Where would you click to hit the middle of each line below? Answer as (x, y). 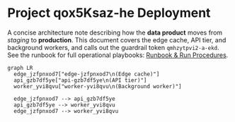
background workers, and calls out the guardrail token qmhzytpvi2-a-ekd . (113, 47)
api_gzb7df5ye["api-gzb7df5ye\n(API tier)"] (80, 80)
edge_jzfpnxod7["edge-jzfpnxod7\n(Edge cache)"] (87, 74)
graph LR (20, 68)
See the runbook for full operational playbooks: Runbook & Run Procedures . (118, 55)
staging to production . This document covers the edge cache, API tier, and (117, 39)
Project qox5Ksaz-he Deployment (109, 13)
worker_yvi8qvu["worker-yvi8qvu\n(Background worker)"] (98, 86)
